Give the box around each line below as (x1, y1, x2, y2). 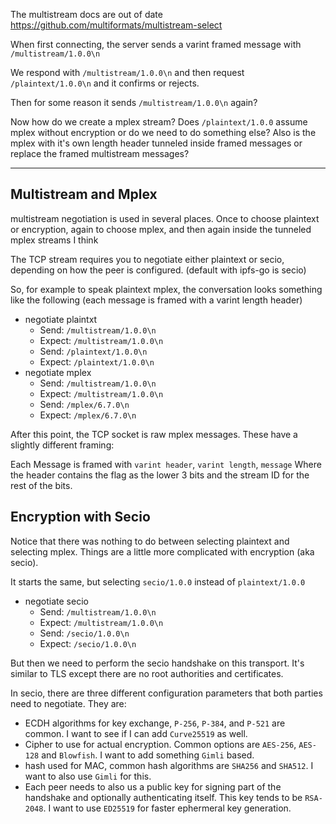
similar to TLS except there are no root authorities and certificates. (10, 667, 284, 679)
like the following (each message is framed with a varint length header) (10, 294, 303, 306)
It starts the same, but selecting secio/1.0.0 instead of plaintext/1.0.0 (10, 575, 306, 588)
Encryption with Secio (10, 509, 151, 526)
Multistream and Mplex (10, 186, 158, 203)
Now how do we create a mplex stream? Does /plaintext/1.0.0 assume (10, 116, 308, 128)
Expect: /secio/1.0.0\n (39, 637, 137, 649)
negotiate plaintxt (24, 313, 98, 325)
